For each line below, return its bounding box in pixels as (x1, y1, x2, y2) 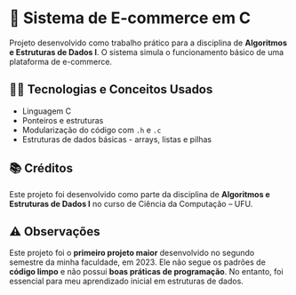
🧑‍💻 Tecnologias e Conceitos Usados (9, 82, 213, 97)
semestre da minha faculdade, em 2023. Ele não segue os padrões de (9, 257, 267, 267)
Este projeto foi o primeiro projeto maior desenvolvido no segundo (9, 248, 255, 259)
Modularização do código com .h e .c (21, 124, 162, 135)
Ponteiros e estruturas (21, 115, 104, 125)
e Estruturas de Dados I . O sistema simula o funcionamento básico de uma (9, 46, 284, 57)
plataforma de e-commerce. (9, 56, 113, 67)
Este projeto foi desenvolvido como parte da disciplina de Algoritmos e (9, 188, 271, 199)
